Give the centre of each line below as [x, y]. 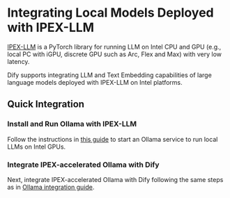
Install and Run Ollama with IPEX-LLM [72, 124]
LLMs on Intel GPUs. [37, 147]
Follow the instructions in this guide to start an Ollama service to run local [113, 139]
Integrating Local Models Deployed [110, 13]
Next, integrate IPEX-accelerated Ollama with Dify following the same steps [115, 179]
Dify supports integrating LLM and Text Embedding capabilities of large [110, 75]
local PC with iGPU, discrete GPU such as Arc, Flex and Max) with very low [114, 54]
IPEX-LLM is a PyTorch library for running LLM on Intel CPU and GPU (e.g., [114, 47]
